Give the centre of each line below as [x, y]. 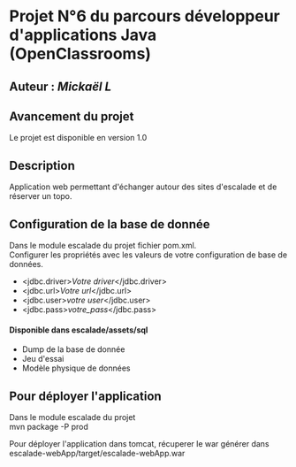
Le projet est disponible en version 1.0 [78, 138]
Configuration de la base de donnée [110, 224]
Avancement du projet [72, 116]
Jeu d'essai [43, 359]
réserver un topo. [41, 196]
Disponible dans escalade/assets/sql [79, 330]
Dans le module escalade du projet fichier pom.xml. [103, 246]
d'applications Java [83, 35]
